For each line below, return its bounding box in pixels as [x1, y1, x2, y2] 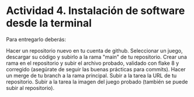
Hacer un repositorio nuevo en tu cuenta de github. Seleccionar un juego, [6, 47, 183, 54]
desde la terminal [6, 16, 92, 30]
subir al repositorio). [6, 84, 54, 91]
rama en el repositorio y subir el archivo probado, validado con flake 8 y [6, 60, 179, 67]
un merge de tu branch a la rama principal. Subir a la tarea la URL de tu [6, 72, 177, 79]
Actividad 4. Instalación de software [6, 4, 185, 18]
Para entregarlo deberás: [6, 36, 66, 43]
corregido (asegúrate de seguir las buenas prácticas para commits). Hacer [6, 65, 186, 72]
